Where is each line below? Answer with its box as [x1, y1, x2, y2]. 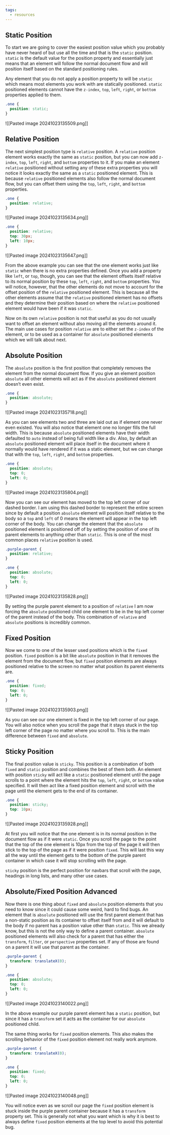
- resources [10, 12, 35, 17]
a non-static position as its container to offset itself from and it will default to [5, 917, 164, 923]
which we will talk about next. [5, 337, 67, 343]
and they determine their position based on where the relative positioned [5, 300, 160, 306]
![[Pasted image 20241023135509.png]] [5, 120, 89, 126]
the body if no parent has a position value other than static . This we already [5, 922, 165, 928]
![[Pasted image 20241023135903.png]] [5, 707, 89, 713]
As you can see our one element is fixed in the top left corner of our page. [5, 716, 159, 722]
